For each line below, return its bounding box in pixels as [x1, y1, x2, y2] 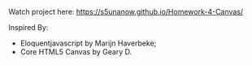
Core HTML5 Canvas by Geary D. [20, 47, 133, 56]
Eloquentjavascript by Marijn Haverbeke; [20, 38, 157, 48]
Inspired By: [8, 23, 49, 32]
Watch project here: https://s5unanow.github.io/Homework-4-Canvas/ [8, 7, 244, 16]
